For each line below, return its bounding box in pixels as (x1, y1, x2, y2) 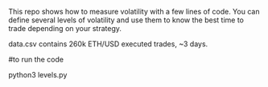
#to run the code (8, 55, 64, 64)
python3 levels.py (8, 70, 68, 79)
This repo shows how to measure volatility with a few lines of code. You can (8, 7, 260, 16)
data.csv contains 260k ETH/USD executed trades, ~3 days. (8, 39, 208, 49)
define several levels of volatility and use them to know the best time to (8, 15, 244, 25)
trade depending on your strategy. (8, 24, 122, 33)
